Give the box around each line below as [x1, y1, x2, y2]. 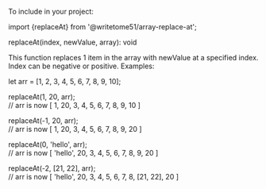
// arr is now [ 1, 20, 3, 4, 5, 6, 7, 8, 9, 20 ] [8, 125, 142, 133]
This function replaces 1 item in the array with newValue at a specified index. [8, 53, 259, 62]
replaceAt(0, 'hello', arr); [8, 140, 87, 149]
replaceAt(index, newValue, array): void [8, 37, 137, 47]
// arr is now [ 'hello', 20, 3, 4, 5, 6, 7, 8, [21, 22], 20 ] [8, 172, 179, 181]
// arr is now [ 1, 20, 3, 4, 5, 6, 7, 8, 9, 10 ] [8, 101, 141, 110]
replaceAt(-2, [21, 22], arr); [8, 164, 96, 173]
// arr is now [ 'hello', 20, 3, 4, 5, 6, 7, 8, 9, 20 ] [8, 148, 159, 157]
